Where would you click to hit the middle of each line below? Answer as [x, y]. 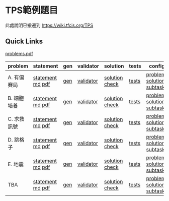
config [157, 66]
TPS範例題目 [32, 10]
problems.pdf [19, 53]
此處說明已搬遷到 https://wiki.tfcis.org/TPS [49, 25]
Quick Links [24, 42]
